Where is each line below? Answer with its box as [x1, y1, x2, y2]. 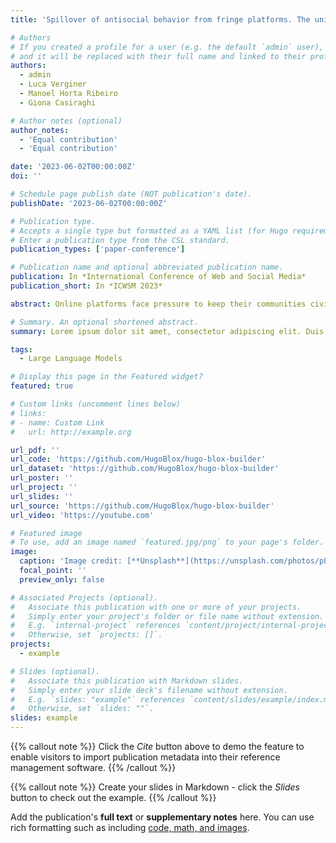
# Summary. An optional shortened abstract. [10, 317, 199, 327]
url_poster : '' [10, 473, 74, 483]
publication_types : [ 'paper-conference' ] [10, 244, 186, 255]
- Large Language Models [19, 354, 123, 364]
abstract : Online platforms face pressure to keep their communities [10, 299, 307, 309]
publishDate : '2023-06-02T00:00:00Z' [10, 198, 168, 208]
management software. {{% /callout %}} [10, 762, 177, 773]
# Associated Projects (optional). [10, 592, 159, 603]
